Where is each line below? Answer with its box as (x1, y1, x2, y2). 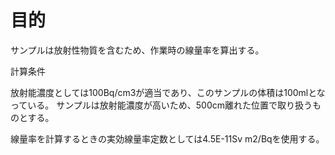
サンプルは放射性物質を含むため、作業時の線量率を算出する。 (10, 44, 265, 56)
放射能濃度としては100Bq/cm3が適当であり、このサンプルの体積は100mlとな (10, 86, 326, 98)
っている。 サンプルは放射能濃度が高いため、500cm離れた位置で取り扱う (10, 99, 313, 111)
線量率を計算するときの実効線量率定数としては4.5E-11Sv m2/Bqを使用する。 (10, 132, 325, 145)
